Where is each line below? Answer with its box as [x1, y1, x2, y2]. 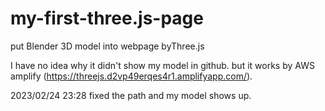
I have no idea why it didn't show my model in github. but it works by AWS [10, 59, 315, 71]
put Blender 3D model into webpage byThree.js [10, 40, 205, 52]
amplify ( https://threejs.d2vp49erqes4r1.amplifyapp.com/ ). [10, 70, 253, 82]
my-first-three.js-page [10, 7, 204, 30]
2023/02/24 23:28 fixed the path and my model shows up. [10, 89, 252, 101]
